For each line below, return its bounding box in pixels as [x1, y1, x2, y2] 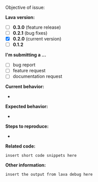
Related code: [5, 143, 36, 149]
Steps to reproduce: [5, 123, 49, 130]
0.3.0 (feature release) [12, 24, 61, 30]
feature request [12, 68, 46, 74]
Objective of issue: [5, 5, 45, 10]
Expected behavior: [5, 104, 48, 110]
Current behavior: [5, 84, 45, 90]
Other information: [5, 162, 46, 168]
